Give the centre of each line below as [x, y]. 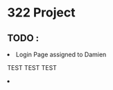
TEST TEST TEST [32, 68]
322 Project [42, 13]
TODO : [23, 38]
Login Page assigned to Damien [61, 54]
